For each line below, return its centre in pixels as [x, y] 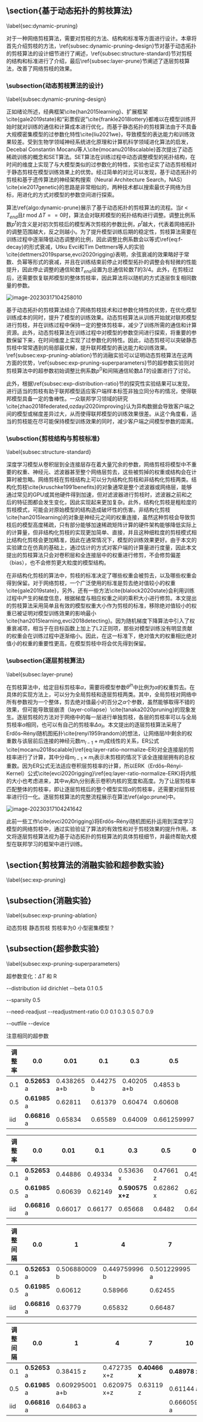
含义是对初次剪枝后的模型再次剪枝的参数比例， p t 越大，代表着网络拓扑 [108, 224]
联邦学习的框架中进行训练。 [51, 844]
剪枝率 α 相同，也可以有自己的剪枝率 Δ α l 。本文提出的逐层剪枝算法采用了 [94, 726]
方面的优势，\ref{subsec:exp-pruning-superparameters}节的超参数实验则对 [101, 363]
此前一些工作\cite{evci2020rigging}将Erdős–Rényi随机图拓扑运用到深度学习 [100, 821]
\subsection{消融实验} [49, 900]
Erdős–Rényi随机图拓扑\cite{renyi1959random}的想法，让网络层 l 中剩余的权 [99, 734]
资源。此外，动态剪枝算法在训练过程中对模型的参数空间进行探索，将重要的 [99, 333]
